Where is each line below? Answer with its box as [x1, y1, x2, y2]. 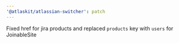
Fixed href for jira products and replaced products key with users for [6, 25, 174, 32]
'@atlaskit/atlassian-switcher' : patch [6, 8, 106, 15]
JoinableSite [6, 31, 37, 38]
